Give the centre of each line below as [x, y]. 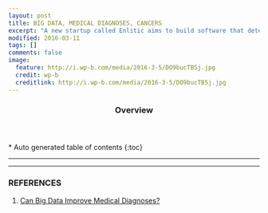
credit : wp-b [37, 75]
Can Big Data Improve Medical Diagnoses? [90, 200]
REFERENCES [35, 183]
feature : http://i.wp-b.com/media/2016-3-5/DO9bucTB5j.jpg [116, 68]
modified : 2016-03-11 [44, 38]
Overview [134, 110]
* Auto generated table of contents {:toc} [76, 148]
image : [19, 61]
